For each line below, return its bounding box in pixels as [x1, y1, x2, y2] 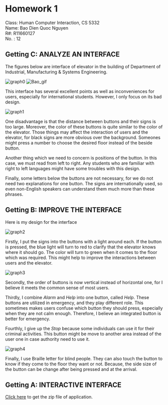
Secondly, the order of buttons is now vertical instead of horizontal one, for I [5, 279, 163, 285]
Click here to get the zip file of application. [5, 394, 93, 400]
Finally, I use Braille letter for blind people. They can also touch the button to [5, 355, 163, 361]
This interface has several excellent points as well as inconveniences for [5, 88, 154, 94]
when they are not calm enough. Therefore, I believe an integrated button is [5, 310, 161, 316]
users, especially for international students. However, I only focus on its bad [5, 93, 162, 99]
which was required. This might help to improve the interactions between [5, 254, 156, 260]
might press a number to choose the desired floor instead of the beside [5, 140, 153, 146]
